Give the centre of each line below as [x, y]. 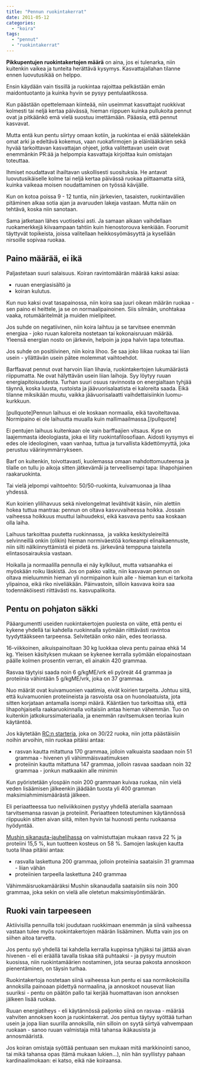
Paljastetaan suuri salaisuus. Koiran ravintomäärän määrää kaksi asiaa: [93, 273]
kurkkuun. [19, 401]
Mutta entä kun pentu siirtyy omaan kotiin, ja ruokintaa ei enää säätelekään [98, 135]
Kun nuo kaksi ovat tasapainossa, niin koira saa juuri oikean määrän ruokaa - [100, 302]
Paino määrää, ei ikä [44, 259]
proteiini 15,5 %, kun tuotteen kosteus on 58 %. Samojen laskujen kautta [95, 843]
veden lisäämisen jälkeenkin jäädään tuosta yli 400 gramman [81, 788]
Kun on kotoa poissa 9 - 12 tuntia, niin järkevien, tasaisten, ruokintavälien [96, 196]
